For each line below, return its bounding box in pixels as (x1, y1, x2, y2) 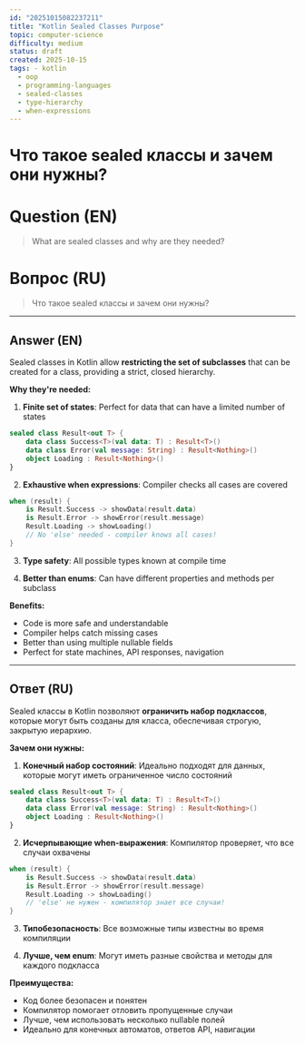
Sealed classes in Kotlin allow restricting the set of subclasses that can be (9, 357, 290, 368)
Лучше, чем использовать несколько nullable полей (22, 1014, 225, 1026)
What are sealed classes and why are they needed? (31, 236, 225, 247)
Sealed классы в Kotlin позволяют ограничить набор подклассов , (9, 705, 268, 716)
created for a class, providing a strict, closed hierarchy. (9, 367, 216, 378)
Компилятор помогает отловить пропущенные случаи (22, 1005, 233, 1016)
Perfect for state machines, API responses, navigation (22, 646, 224, 657)
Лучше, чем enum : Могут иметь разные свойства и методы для (22, 950, 273, 961)
